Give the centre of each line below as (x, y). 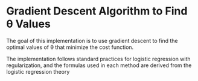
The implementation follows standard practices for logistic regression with (99, 59)
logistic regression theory (38, 71)
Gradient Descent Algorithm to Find (97, 11)
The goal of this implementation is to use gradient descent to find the (92, 40)
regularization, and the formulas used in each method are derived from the (99, 65)
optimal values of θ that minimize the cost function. (70, 47)
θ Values (29, 24)
